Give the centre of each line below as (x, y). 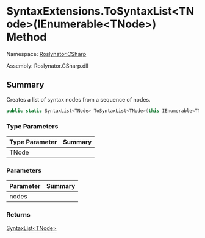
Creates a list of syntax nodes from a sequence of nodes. (78, 99)
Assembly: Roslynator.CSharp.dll (47, 66)
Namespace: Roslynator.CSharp (46, 54)
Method (27, 37)
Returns (18, 215)
